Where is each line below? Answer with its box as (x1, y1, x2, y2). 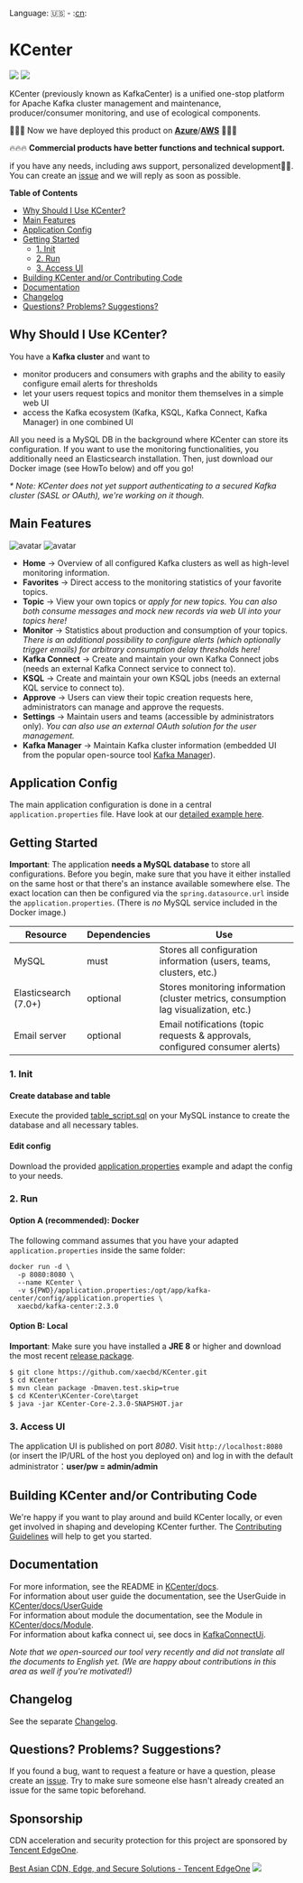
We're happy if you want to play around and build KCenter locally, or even (9, 1511, 283, 1522)
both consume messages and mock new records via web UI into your (22, 605, 281, 617)
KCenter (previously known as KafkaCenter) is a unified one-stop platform (9, 88, 285, 98)
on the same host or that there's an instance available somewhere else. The (9, 878, 290, 889)
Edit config (9, 1140, 51, 1151)
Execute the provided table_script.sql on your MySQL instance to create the (9, 1110, 290, 1121)
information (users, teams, (159, 955, 271, 968)
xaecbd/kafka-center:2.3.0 (17, 1302, 119, 1311)
